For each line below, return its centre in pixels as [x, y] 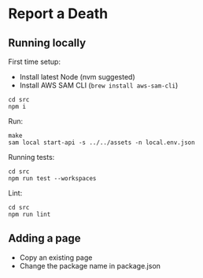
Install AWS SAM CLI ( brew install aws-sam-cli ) [99, 85]
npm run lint [30, 214]
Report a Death [58, 14]
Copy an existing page [56, 258]
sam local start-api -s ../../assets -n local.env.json [101, 143]
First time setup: [35, 61]
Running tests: [31, 157]
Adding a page [44, 238]
